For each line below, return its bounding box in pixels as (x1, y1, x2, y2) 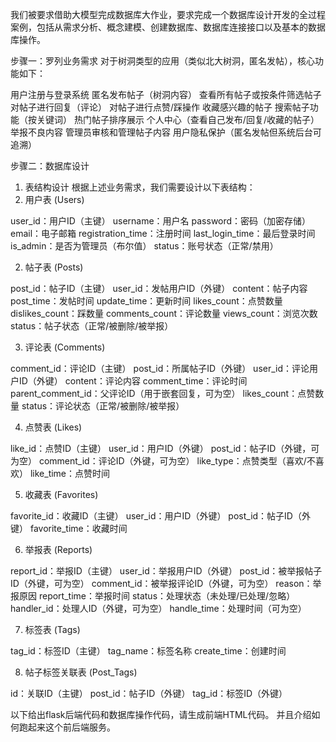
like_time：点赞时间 (29, 468, 111, 479)
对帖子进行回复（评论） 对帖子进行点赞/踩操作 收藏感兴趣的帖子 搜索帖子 (10, 101, 310, 113)
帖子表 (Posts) (24, 261, 84, 273)
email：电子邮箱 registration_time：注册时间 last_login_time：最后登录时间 (10, 228, 316, 239)
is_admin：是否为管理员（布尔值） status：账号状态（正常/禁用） (10, 240, 279, 252)
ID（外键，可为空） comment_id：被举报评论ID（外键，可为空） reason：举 (10, 578, 322, 589)
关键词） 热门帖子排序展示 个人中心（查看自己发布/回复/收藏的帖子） (36, 114, 320, 125)
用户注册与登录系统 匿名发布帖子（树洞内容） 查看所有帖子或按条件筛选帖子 (10, 89, 322, 100)
